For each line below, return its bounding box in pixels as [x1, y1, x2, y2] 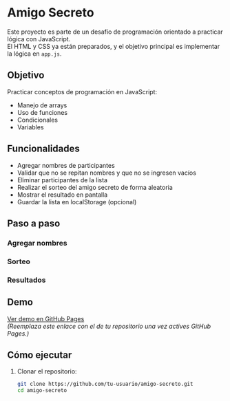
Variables [17, 122, 44, 131]
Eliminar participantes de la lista [17, 175, 108, 184]
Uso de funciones [17, 108, 67, 116]
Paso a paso [7, 217, 61, 229]
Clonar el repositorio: [17, 367, 77, 376]
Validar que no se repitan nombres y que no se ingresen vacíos [17, 169, 196, 177]
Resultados [7, 275, 46, 285]
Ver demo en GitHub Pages [7, 314, 85, 323]
